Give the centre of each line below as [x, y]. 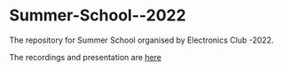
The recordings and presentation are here [86, 57]
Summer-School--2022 [98, 16]
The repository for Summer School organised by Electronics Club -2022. [141, 40]
